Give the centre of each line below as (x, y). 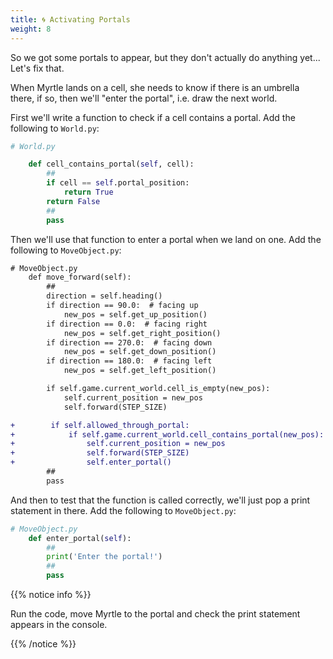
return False (73, 201)
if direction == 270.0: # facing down (129, 342)
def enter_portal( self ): (80, 538)
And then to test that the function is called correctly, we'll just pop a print (160, 500)
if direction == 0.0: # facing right (127, 324)
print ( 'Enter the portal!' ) (104, 557)
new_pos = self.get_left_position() (140, 371)
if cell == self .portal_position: (118, 183)
